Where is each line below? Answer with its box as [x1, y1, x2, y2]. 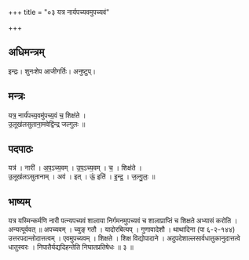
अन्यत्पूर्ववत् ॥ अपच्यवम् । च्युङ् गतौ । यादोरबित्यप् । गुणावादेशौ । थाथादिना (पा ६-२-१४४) [8, 225, 236, 234]
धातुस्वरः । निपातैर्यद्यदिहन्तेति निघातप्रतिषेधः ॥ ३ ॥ [8, 243, 134, 252]
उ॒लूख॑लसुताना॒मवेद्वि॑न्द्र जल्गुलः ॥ [8, 119, 86, 128]
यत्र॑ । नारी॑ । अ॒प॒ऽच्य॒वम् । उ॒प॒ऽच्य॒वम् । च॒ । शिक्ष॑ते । [8, 163, 143, 172]
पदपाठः [8, 143, 34, 156]
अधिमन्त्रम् [8, 45, 45, 59]
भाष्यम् [8, 195, 31, 208]
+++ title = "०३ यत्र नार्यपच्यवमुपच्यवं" [8, 8, 110, 16]
